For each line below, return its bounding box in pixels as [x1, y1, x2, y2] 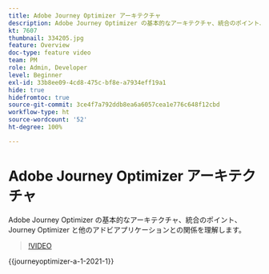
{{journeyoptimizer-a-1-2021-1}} [8, 256, 114, 266]
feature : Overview [8, 42, 70, 50]
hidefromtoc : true [8, 93, 70, 101]
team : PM [8, 57, 38, 65]
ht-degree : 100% [8, 123, 62, 131]
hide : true [8, 85, 45, 94]
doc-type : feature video [8, 49, 91, 57]
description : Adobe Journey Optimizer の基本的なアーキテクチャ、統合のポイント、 [8, 19, 266, 27]
